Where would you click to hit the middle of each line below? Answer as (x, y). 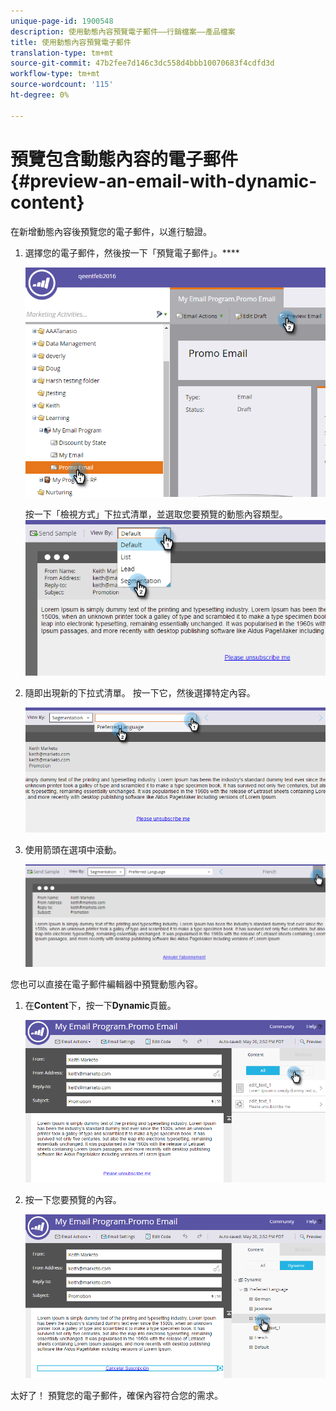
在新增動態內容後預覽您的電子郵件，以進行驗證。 (111, 231)
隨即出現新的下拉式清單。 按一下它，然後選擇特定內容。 (140, 693)
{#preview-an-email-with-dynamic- (164, 181)
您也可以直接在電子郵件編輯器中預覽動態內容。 (106, 984)
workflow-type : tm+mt (55, 74)
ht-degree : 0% (40, 95)
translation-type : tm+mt (62, 53)
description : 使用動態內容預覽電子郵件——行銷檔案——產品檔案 (123, 31)
